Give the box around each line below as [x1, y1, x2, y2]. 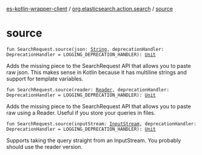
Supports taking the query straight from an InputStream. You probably [6, 136, 181, 144]
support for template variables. [6, 75, 84, 82]
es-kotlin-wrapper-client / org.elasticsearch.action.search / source [6, 5, 173, 12]
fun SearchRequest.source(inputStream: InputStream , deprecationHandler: [6, 120, 197, 127]
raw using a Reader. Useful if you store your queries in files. [6, 109, 156, 116]
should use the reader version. [6, 143, 83, 150]
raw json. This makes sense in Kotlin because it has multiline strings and [6, 68, 187, 76]
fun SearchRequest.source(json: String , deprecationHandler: [6, 46, 164, 52]
